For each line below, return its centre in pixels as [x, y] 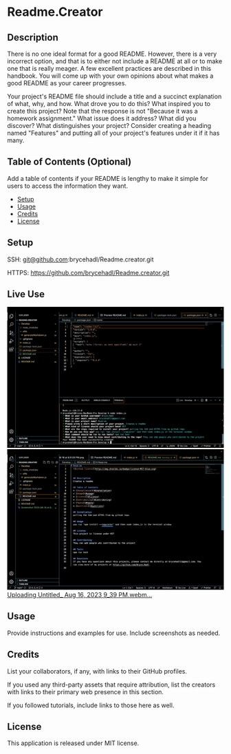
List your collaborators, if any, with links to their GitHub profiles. [97, 671]
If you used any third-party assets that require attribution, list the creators [111, 685]
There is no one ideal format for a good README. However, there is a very [112, 54]
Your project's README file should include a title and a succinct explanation [114, 96]
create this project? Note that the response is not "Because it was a [102, 111]
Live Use [26, 294]
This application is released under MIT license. [73, 743]
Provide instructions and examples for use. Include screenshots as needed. [114, 633]
